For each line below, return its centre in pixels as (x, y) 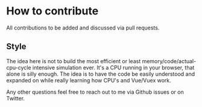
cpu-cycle (19, 67)
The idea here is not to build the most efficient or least (74, 61)
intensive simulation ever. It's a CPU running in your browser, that (113, 67)
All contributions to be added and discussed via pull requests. (83, 28)
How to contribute (52, 11)
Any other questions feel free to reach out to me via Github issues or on (95, 92)
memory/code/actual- (169, 61)
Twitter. (16, 98)
